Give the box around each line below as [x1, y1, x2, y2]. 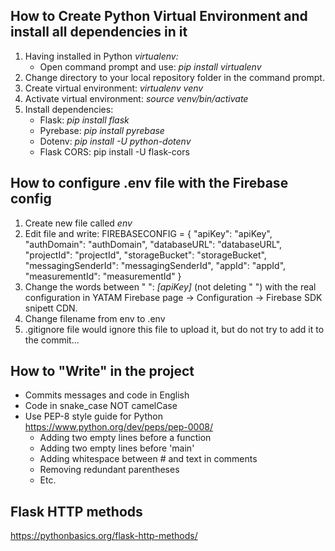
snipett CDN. [24, 302, 78, 314]
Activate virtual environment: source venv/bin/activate [24, 92, 249, 104]
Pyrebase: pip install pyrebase [39, 124, 165, 136]
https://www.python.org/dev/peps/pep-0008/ [24, 421, 213, 433]
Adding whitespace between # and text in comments [39, 453, 258, 465]
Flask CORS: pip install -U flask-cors [39, 145, 190, 158]
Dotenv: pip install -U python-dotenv [39, 135, 192, 147]
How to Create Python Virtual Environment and [10, 8, 308, 25]
